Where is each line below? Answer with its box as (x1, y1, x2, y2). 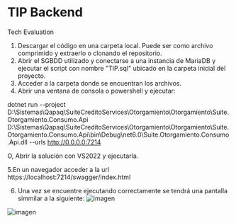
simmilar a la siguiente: (17, 194, 85, 202)
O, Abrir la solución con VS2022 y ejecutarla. (7, 151, 139, 160)
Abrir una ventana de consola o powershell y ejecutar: (17, 86, 176, 95)
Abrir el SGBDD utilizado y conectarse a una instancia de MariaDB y (17, 56, 216, 64)
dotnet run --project (7, 100, 66, 108)
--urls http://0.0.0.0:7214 (28, 137, 101, 146)
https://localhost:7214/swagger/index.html (7, 173, 131, 181)
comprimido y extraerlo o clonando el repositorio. (17, 49, 162, 57)
